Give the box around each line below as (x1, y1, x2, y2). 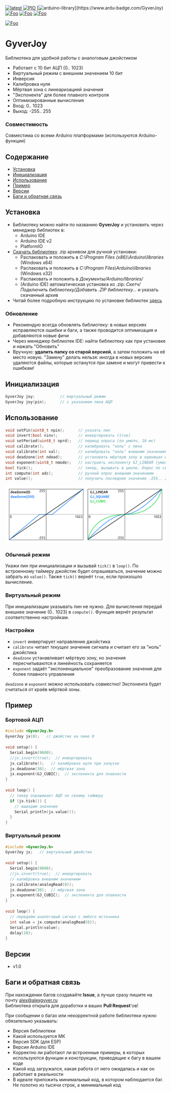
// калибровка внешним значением (10, 876, 81, 882)
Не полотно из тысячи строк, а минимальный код (12, 1082, 121, 1088)
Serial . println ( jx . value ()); (14, 809, 76, 815)
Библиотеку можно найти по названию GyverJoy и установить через (12, 221, 164, 227)
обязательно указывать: (5, 1018, 59, 1024)
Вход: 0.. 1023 (12, 103, 43, 109)
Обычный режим (5, 551, 50, 558)
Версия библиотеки (12, 1028, 56, 1034)
